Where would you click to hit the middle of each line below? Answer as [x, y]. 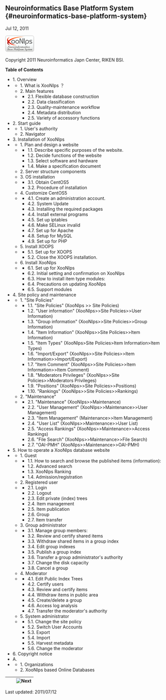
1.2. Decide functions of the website [64, 155]
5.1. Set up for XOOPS [50, 252]
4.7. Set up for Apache [50, 230]
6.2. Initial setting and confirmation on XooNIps [76, 273]
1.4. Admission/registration [55, 477]
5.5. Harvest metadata [50, 643]
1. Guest [28, 455]
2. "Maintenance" [38, 396]
